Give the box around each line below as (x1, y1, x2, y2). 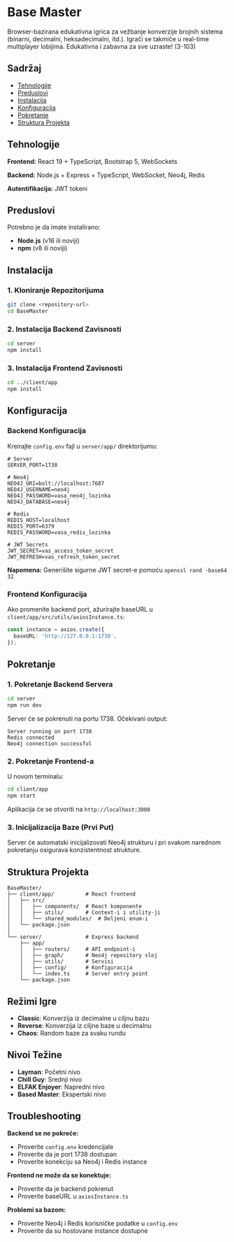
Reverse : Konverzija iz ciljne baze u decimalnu (17, 1021, 152, 1029)
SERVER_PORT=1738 (7, 461, 58, 469)
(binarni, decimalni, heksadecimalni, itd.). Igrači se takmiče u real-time (7, 34, 210, 43)
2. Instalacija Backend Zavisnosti (7, 324, 122, 334)
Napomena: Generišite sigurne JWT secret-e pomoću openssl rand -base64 (7, 565, 227, 574)
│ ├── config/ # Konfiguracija (20, 964, 133, 971)
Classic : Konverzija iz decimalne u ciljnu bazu (17, 1014, 149, 1022)
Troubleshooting (7, 1110, 82, 1122)
